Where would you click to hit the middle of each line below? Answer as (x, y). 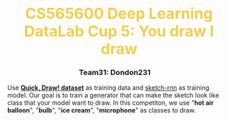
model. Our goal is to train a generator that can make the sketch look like (113, 96)
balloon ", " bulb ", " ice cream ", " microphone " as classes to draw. (102, 110)
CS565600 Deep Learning (119, 14)
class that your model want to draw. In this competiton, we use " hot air (111, 103)
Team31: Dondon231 (115, 73)
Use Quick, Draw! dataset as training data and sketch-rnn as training (108, 88)
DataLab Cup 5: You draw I (119, 31)
